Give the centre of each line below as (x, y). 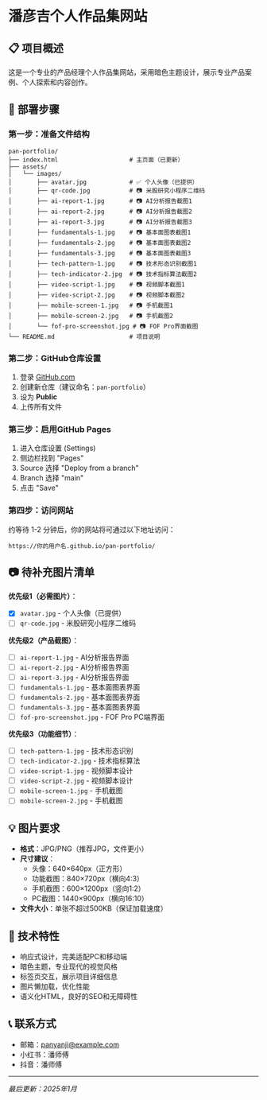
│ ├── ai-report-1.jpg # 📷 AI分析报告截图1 (100, 201)
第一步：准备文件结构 (49, 134)
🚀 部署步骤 (34, 109)
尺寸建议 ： (37, 859)
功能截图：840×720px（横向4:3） (88, 879)
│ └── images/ (35, 173)
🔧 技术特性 (34, 936)
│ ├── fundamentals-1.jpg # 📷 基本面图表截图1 (100, 232)
